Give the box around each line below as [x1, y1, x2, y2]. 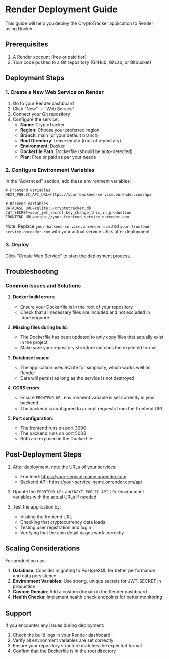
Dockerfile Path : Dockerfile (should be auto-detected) [20, 148, 133, 155]
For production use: [5, 557, 46, 564]
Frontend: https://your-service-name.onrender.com [20, 473, 127, 479]
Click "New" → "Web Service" [12, 106, 75, 112]
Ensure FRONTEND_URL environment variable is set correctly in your [20, 394, 155, 400]
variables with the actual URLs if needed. [12, 494, 98, 500]
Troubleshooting [5, 267, 59, 276]
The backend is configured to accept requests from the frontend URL [20, 405, 164, 411]
